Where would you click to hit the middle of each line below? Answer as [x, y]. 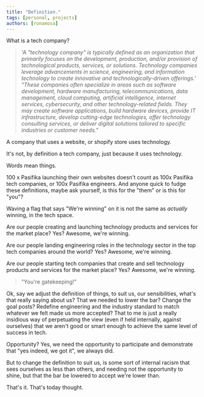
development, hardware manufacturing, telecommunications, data [104, 91]
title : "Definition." [34, 12]
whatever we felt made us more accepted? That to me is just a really [92, 313]
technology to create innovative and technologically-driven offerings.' [108, 78]
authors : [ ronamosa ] [32, 23]
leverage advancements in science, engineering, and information [103, 72]
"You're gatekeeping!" [49, 282]
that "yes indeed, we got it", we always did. [60, 351]
